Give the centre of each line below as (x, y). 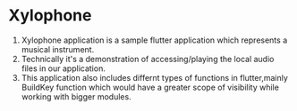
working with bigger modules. (76, 96)
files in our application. (64, 68)
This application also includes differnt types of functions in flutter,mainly (154, 77)
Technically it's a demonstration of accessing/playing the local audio (148, 59)
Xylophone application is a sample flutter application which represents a (154, 40)
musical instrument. (58, 49)
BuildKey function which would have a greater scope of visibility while (150, 87)
